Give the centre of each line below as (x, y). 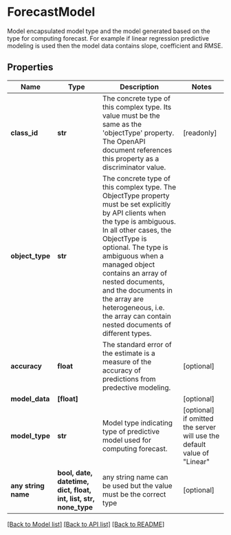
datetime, (73, 481)
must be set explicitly (136, 204)
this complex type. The (139, 187)
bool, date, (75, 472)
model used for (126, 440)
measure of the (127, 361)
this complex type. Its (137, 107)
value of (196, 453)
